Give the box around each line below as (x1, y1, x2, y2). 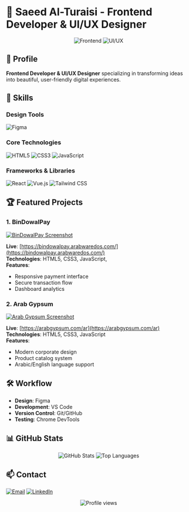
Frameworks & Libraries (6, 167, 75, 175)
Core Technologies (6, 138, 62, 147)
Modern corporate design (14, 348, 77, 355)
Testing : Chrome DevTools (14, 416, 80, 423)
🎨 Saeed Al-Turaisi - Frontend (6, 5, 153, 19)
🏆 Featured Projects (6, 198, 83, 208)
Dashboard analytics (14, 285, 65, 292)
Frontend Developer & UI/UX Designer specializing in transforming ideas (6, 70, 183, 77)
